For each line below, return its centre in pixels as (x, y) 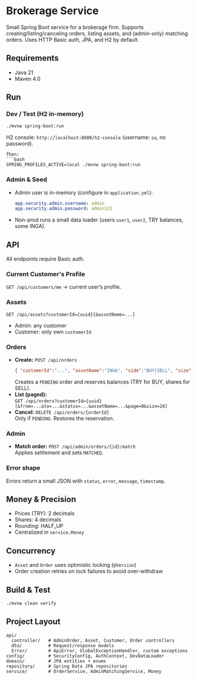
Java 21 (24, 72)
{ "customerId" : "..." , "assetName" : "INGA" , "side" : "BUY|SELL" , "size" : (104, 371)
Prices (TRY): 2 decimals (44, 513)
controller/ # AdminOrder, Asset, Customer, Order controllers (93, 641)
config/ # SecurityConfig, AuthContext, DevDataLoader (85, 656)
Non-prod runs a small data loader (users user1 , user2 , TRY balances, (99, 220)
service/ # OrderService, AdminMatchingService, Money (84, 671)
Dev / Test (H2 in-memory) (45, 114)
